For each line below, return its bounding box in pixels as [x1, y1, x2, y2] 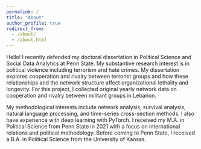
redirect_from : [6, 25, 45, 32]
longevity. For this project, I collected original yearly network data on [6, 86, 177, 92]
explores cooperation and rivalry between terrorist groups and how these [6, 73, 189, 80]
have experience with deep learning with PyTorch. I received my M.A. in [6, 116, 185, 124]
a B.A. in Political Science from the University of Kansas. [6, 136, 147, 142]
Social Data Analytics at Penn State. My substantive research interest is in [6, 60, 190, 67]
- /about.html [11, 37, 47, 43]
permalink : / [6, 8, 39, 15]
